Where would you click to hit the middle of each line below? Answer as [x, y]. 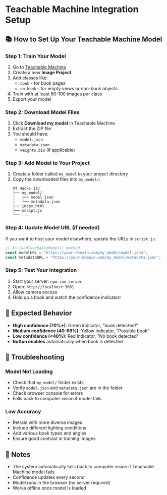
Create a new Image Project [42, 72]
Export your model [32, 99]
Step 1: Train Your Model [36, 56]
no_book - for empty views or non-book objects [69, 88]
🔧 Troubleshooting [35, 357]
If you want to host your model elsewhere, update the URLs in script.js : [81, 238]
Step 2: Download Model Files [42, 112]
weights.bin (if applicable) [47, 150]
